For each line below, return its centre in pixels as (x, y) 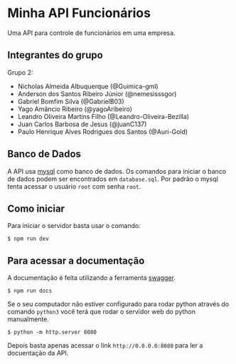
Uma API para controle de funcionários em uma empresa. (91, 33)
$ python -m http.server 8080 (52, 333)
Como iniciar (36, 208)
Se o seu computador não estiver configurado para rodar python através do (118, 304)
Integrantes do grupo (55, 55)
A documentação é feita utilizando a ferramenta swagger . (92, 278)
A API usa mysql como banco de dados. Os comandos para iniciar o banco (117, 171)
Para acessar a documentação (76, 260)
